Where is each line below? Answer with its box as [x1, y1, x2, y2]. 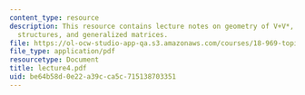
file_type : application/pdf [9, 47, 116, 56]
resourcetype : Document [9, 55, 100, 64]
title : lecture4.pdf [9, 64, 88, 73]
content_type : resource [9, 13, 100, 23]
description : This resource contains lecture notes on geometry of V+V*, [9, 22, 295, 31]
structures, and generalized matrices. [17, 30, 169, 39]
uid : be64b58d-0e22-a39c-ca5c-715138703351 [9, 72, 177, 81]
